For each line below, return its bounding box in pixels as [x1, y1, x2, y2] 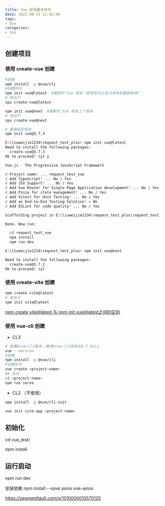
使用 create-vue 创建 [5, 65, 55, 72]
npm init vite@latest [5, 300, 50, 305]
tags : [5, 16, 16, 21]
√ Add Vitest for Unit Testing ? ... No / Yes [5, 195, 100, 200]
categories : [5, 26, 29, 31]
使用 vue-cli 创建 [5, 323, 45, 330]
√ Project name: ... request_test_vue [5, 172, 84, 177]
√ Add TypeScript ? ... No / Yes [5, 176, 71, 181]
